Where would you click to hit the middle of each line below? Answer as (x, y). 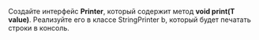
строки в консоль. (39, 28)
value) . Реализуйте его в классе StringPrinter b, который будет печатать (129, 20)
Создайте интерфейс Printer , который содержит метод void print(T (122, 11)
